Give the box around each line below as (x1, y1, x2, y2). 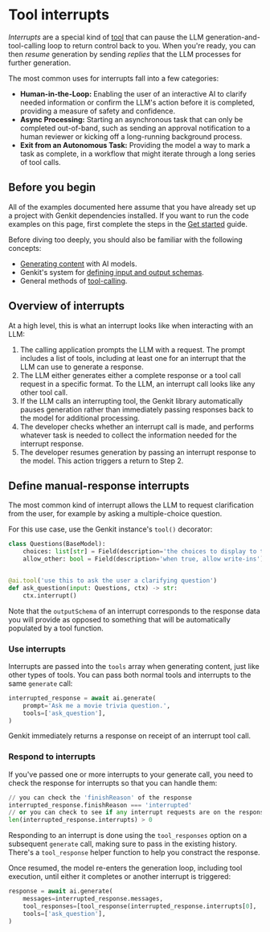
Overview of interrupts (8, 299, 125, 313)
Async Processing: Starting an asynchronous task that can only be (19, 114, 243, 124)
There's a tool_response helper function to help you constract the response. (8, 848, 260, 857)
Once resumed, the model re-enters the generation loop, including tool (8, 863, 243, 873)
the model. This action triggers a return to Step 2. (19, 456, 184, 466)
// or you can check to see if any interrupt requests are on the (8, 808, 235, 817)
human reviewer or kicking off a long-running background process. (19, 131, 243, 142)
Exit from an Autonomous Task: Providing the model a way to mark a (19, 140, 251, 150)
